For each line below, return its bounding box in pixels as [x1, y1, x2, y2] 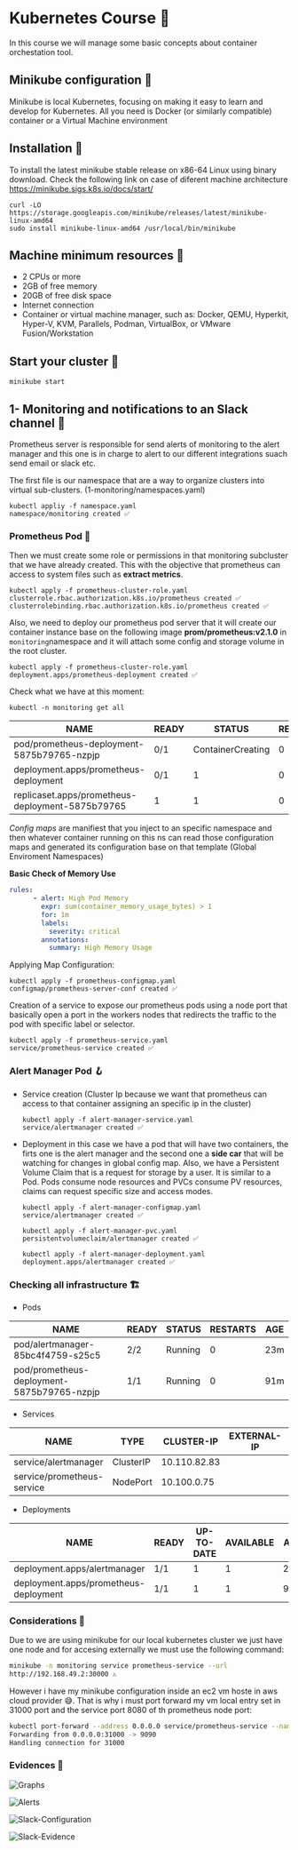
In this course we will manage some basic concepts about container [9, 37, 258, 48]
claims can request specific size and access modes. [21, 1185, 213, 1196]
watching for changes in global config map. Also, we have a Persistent [21, 1157, 279, 1168]
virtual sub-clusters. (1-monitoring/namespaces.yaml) [9, 484, 206, 495]
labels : [41, 919, 69, 928]
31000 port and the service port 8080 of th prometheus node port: [9, 1704, 253, 1715]
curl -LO [9, 200, 42, 210]
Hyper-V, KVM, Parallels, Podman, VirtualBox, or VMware [21, 319, 231, 330]
